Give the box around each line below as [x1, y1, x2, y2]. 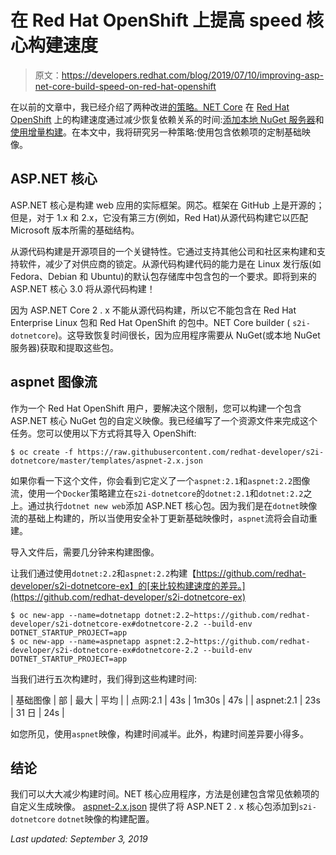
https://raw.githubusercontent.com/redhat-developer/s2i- [77, 447, 325, 457]
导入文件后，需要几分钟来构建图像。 [10, 546, 160, 558]
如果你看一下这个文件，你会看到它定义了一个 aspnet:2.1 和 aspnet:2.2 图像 [10, 474, 311, 486]
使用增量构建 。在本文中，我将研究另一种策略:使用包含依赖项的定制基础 [10, 126, 303, 138]
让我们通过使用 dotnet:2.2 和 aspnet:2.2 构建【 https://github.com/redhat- [10, 567, 307, 579]
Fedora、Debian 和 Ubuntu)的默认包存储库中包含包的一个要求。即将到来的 [10, 270, 317, 282]
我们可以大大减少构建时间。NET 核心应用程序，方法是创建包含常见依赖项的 [10, 788, 320, 800]
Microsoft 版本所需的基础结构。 [10, 224, 140, 236]
